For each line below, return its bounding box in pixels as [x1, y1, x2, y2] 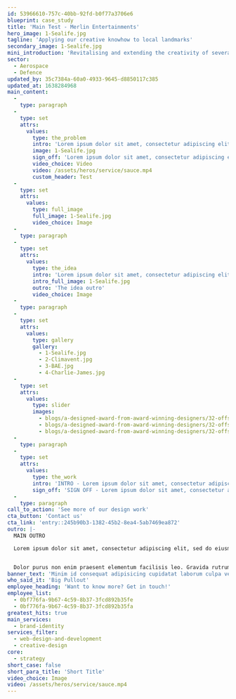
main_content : [7, 88, 49, 95]
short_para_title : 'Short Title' [7, 668, 105, 675]
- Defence [13, 69, 42, 76]
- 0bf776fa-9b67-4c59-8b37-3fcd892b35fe [13, 597, 133, 604]
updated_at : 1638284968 [7, 82, 77, 89]
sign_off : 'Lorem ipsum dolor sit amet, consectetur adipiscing [32, 154, 225, 161]
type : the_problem [32, 134, 86, 141]
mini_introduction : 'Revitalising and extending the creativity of [7, 50, 209, 57]
